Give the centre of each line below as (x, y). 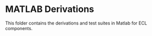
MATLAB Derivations (50, 9)
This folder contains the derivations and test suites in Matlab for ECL (76, 23)
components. (19, 28)
